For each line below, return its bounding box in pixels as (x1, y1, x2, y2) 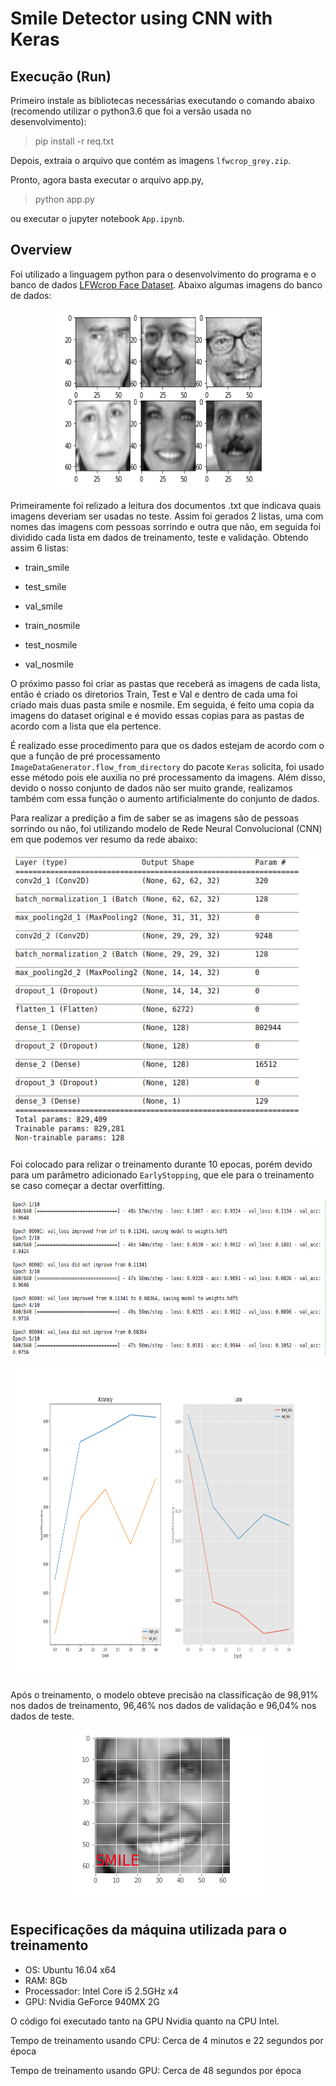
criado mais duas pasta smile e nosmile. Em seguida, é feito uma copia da (10, 698, 315, 711)
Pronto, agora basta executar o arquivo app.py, (10, 174, 205, 186)
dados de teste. (10, 1710, 75, 1722)
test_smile (24, 580, 67, 592)
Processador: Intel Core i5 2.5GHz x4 (24, 1985, 179, 1997)
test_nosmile (24, 638, 78, 651)
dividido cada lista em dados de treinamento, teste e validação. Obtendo (10, 531, 309, 543)
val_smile (24, 600, 63, 612)
